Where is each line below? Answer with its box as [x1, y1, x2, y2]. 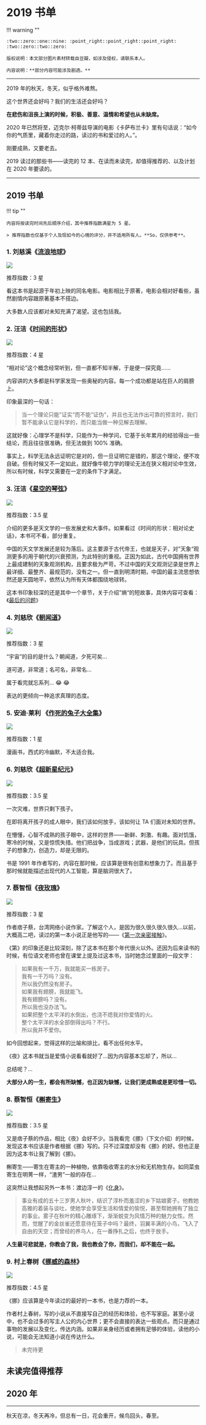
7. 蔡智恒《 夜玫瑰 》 [6, 884, 63, 893]
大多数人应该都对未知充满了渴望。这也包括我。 [6, 308, 124, 315]
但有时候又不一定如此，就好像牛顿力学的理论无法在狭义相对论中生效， [22, 460, 200, 467]
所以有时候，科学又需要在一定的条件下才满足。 [6, 467, 124, 475]
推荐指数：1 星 [6, 736, 43, 743]
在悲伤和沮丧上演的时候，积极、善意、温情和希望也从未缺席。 [6, 110, 162, 118]
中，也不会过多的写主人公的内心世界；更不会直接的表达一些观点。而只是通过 [6, 1318, 200, 1325]
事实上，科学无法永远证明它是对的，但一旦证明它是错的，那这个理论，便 [6, 452, 189, 460]
